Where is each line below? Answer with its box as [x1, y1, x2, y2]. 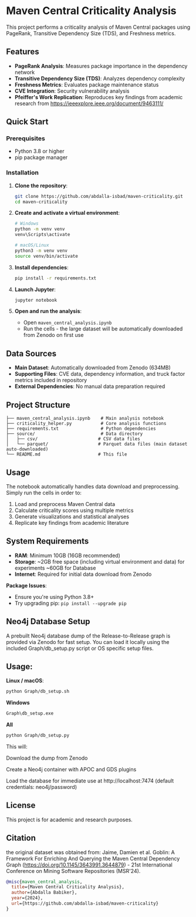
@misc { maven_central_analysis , [6, 879, 83, 885]
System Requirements [6, 536, 89, 547]
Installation [6, 168, 39, 177]
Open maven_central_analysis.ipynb [23, 319, 112, 326]
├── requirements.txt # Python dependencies [6, 426, 157, 432]
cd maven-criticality [14, 198, 67, 205]
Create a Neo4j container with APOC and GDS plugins [6, 766, 137, 773]
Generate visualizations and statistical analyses [14, 513, 130, 520]
